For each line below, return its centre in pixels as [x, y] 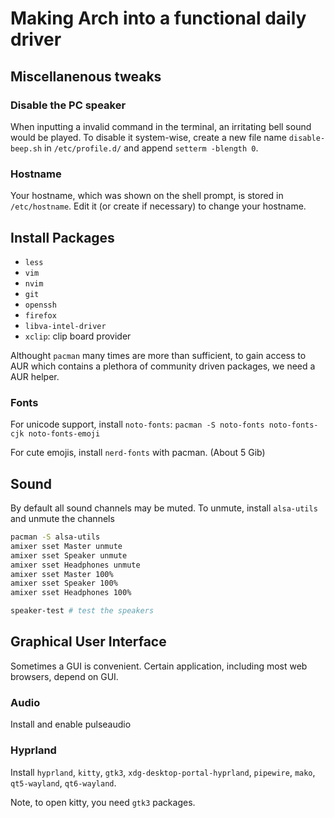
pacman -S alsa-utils [55, 537]
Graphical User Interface [88, 642]
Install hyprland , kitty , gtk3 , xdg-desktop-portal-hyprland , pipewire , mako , [163, 772]
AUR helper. [35, 376]
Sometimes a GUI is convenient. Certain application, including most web [159, 666]
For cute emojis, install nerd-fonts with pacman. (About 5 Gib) [138, 453]
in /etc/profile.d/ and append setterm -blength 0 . [151, 148]
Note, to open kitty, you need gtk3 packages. [103, 802]
